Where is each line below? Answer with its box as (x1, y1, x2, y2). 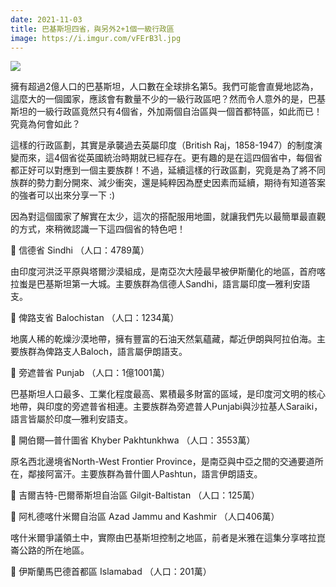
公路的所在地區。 (18, 544, 90, 556)
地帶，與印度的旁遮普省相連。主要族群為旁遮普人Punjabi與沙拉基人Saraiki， (10, 401, 323, 413)
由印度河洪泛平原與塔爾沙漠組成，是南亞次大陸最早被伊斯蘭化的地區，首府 (10, 266, 317, 278)
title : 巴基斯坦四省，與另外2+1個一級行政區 (10, 24, 175, 34)
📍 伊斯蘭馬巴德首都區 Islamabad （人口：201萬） (10, 566, 212, 578)
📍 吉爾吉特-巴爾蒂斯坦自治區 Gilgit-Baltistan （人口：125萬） (10, 489, 260, 501)
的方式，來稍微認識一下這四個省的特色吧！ (10, 223, 186, 235)
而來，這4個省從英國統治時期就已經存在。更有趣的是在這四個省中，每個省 (18, 152, 323, 164)
